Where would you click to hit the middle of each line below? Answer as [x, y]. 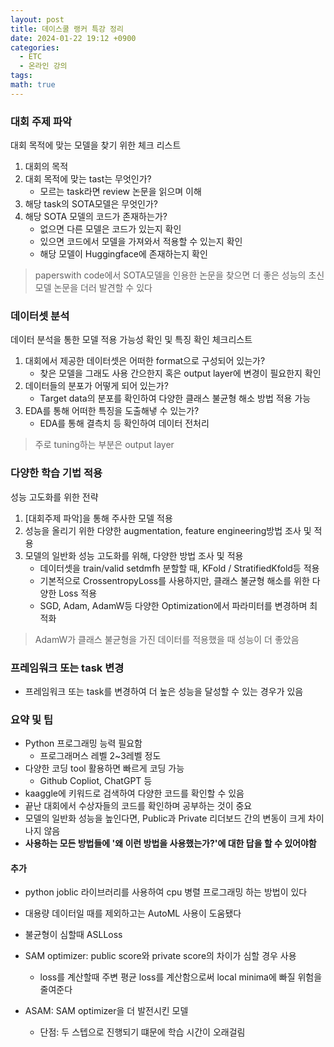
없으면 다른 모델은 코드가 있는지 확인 [110, 229]
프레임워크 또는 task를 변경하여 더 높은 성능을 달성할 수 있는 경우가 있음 [164, 691]
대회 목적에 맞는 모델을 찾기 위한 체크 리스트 [96, 145]
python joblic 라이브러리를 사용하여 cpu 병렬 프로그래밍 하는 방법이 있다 [166, 892]
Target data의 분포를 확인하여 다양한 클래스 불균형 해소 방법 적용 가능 [175, 398]
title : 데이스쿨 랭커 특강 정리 [67, 29]
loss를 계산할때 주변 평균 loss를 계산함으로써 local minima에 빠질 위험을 [181, 977]
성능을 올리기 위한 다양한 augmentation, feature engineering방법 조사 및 [168, 530]
